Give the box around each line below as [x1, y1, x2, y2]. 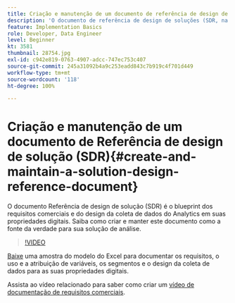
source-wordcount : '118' [7, 75, 80, 83]
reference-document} [7, 179, 139, 194]
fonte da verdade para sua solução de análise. [7, 225, 142, 233]
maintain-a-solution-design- [7, 163, 179, 180]
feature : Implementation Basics [7, 23, 102, 30]
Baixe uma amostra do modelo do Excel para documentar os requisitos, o [7, 252, 220, 261]
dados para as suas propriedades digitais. [7, 267, 129, 276]
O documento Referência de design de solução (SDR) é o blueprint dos [7, 202, 213, 211]
